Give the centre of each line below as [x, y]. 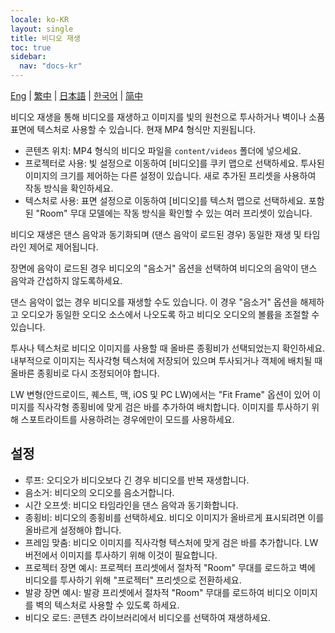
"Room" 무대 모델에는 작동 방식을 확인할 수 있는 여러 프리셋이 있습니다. [174, 213]
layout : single [42, 29]
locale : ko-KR [40, 19]
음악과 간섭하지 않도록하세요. [66, 280]
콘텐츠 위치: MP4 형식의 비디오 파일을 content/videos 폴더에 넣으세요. [163, 150]
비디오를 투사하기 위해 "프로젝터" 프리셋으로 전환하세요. [133, 580]
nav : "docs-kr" [51, 66]
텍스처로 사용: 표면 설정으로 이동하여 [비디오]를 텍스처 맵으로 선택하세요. [165, 200]
